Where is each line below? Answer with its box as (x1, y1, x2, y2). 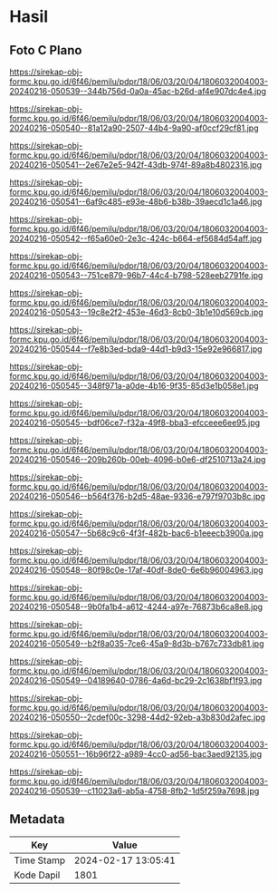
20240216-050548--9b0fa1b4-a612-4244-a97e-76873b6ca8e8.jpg (9, 601, 264, 612)
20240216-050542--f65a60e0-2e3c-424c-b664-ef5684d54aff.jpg (9, 233, 263, 244)
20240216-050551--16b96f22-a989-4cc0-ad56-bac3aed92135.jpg (9, 749, 263, 759)
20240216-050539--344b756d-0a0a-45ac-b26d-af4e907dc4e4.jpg (9, 86, 267, 96)
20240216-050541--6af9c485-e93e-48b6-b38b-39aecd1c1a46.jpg (9, 197, 263, 207)
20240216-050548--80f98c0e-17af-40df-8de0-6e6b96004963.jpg (9, 565, 264, 575)
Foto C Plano (9, 43, 82, 58)
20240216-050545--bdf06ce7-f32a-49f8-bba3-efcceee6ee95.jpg (9, 417, 261, 428)
